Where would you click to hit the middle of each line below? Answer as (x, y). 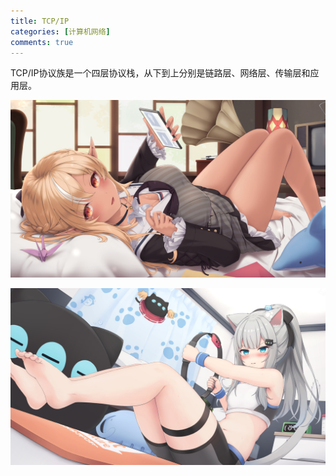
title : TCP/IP (40, 21)
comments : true (42, 42)
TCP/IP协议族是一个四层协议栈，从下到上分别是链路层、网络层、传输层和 (160, 73)
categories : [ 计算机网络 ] (60, 31)
